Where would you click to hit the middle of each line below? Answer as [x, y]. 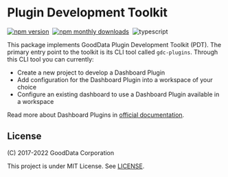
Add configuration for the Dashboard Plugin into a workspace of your [115, 79]
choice [27, 87]
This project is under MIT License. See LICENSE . [76, 166]
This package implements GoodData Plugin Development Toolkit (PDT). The [114, 44]
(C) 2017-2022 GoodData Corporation [61, 152]
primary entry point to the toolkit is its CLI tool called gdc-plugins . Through [113, 52]
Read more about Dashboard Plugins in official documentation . [96, 115]
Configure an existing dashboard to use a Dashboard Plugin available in [118, 94]
